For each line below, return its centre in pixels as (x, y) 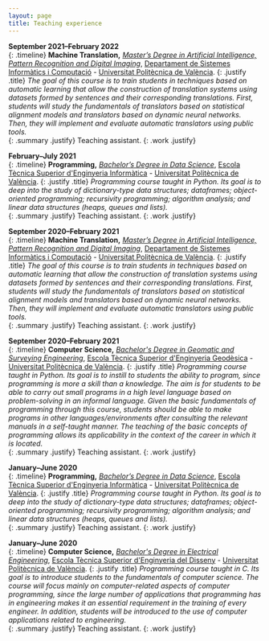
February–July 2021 (42, 156)
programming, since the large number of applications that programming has (135, 594)
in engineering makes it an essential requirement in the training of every (127, 602)
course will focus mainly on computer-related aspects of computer (119, 586)
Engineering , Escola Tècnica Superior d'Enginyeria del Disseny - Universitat (133, 560)
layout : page (30, 16)
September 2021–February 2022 (63, 46)
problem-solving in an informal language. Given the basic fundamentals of (132, 401)
